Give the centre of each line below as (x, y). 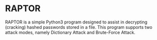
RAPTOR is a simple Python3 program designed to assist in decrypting (76, 22)
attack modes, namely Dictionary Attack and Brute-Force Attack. (70, 32)
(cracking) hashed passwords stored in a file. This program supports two (79, 27)
